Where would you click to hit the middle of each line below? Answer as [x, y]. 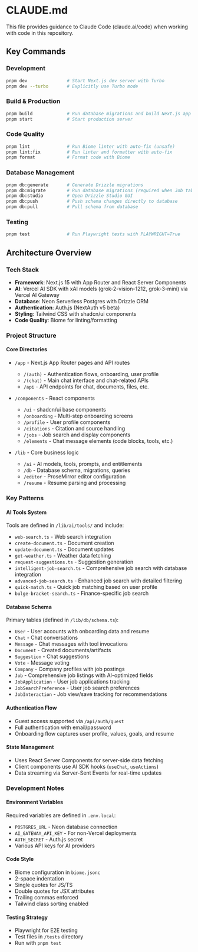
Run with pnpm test [38, 943]
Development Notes [35, 788]
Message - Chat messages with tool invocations [71, 644]
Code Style [20, 859]
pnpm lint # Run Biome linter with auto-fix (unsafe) [91, 146]
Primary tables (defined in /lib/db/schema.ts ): [62, 620]
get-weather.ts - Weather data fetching [63, 556]
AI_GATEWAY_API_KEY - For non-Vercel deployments [75, 833]
